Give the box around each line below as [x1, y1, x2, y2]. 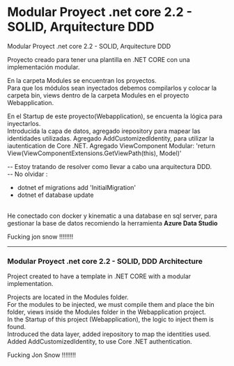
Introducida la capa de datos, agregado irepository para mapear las [7, 127, 201, 135]
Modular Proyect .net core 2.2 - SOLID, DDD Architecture [7, 256, 203, 266]
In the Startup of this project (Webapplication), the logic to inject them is [7, 315, 214, 324]
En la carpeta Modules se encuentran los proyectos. [7, 76, 157, 84]
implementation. [7, 280, 54, 288]
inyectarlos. [7, 119, 41, 127]
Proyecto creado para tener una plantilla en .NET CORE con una [7, 55, 190, 63]
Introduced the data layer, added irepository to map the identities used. [7, 330, 211, 338]
